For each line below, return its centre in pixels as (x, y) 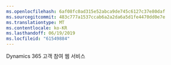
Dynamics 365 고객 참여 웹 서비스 (46, 56)
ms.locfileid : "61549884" (38, 39)
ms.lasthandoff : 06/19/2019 (41, 33)
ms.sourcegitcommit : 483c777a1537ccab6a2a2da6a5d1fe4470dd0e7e (86, 17)
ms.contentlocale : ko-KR (37, 28)
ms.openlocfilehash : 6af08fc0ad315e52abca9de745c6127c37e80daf (86, 11)
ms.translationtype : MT (36, 22)
